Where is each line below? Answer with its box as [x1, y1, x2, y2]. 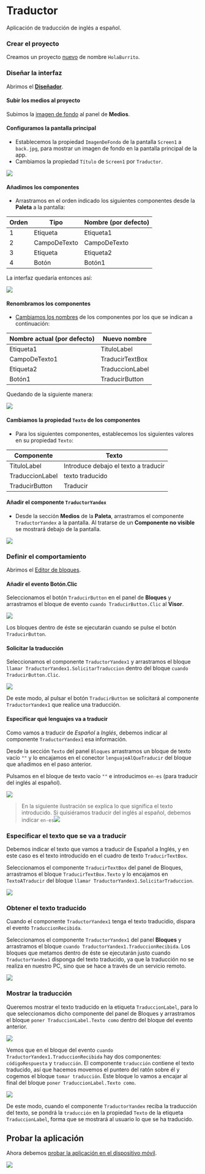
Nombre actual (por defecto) [9, 334, 95, 343]
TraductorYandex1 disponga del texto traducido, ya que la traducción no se [6, 956, 194, 963]
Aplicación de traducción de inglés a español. [6, 24, 122, 31]
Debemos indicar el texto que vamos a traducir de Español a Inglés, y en [6, 845, 189, 853]
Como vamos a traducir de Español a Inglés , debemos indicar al [6, 729, 168, 736]
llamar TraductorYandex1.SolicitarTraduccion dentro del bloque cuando [6, 664, 188, 672]
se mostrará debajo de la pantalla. [15, 525, 102, 532]
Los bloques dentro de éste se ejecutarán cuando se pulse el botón [6, 624, 176, 631]
